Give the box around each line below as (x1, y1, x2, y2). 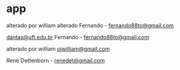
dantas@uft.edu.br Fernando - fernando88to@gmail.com (6, 33, 150, 40)
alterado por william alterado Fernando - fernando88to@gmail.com (6, 22, 175, 29)
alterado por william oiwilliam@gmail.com (6, 45, 110, 52)
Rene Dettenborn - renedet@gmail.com (6, 57, 105, 64)
